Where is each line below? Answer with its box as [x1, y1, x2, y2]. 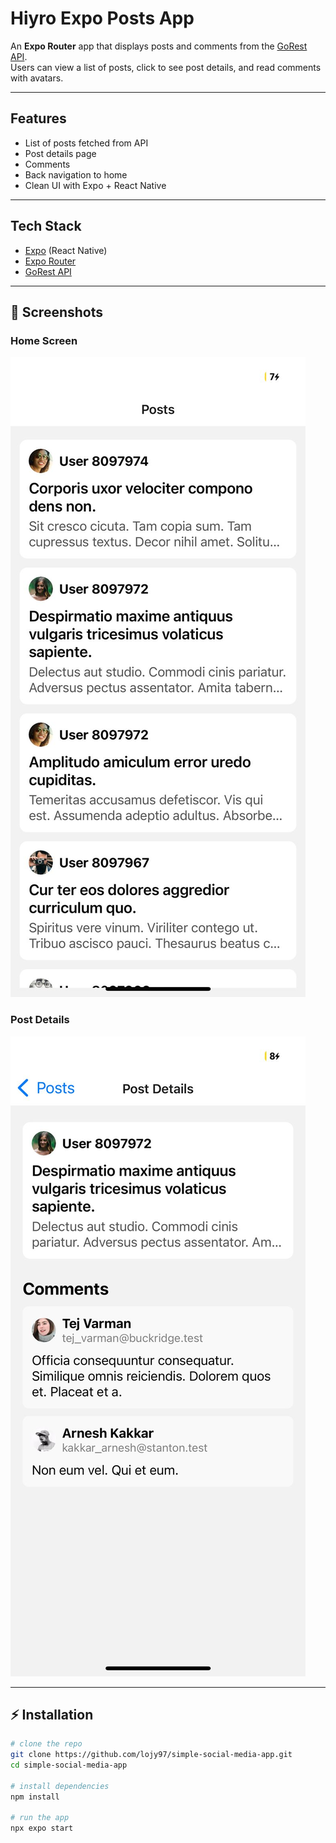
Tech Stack [10, 218, 82, 235]
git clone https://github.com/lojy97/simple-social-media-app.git [10, 1750, 293, 1760]
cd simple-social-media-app [10, 1760, 128, 1771]
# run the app [10, 1813, 70, 1823]
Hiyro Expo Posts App [10, 7, 195, 30]
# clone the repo [10, 1739, 83, 1749]
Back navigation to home [24, 168, 128, 181]
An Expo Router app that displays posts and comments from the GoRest [10, 40, 308, 52]
